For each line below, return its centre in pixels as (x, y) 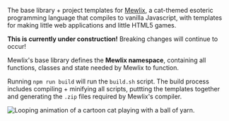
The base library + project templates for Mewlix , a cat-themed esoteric (110, 10)
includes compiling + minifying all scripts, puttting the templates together (114, 89)
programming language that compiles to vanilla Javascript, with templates (115, 18)
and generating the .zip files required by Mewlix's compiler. (95, 96)
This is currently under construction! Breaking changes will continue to (113, 39)
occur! (17, 46)
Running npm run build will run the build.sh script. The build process (108, 81)
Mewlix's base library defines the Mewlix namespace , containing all (107, 60)
